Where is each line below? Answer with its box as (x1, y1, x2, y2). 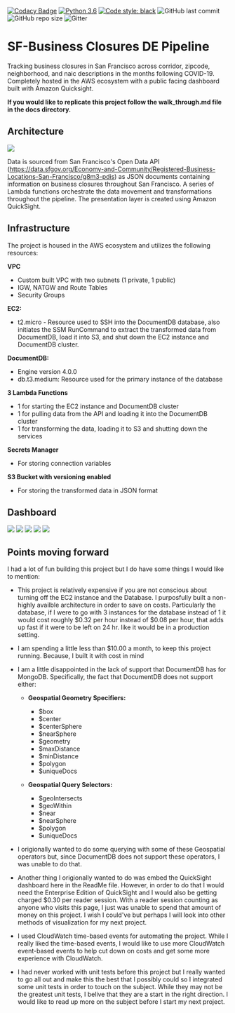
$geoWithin (38, 802, 72, 810)
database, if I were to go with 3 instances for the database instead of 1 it (17, 608, 227, 617)
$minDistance (38, 752, 79, 760)
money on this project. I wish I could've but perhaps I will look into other (17, 911, 226, 919)
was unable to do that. (17, 860, 82, 868)
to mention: (7, 572, 41, 581)
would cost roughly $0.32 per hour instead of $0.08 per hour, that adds (17, 616, 224, 624)
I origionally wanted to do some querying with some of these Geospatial (17, 845, 226, 854)
